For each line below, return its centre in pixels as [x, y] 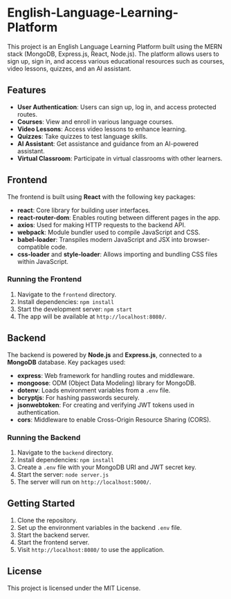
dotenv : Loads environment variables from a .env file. [94, 390]
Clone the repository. [47, 520]
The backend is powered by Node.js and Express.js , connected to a [105, 354]
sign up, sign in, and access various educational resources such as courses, [116, 61]
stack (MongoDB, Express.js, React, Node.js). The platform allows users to [113, 54]
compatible [33, 247]
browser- [197, 239]
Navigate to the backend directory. [65, 452]
